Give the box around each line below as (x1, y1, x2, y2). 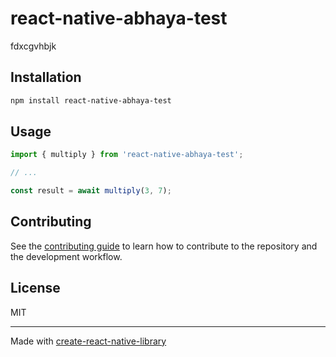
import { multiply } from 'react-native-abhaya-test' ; (10, 150, 244, 160)
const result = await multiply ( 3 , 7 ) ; (10, 186, 172, 196)
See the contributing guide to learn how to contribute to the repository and (10, 240, 318, 252)
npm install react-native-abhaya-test (10, 95, 172, 106)
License (10, 280, 61, 297)
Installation (10, 69, 82, 86)
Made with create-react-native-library (10, 335, 167, 347)
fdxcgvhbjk (10, 40, 57, 52)
